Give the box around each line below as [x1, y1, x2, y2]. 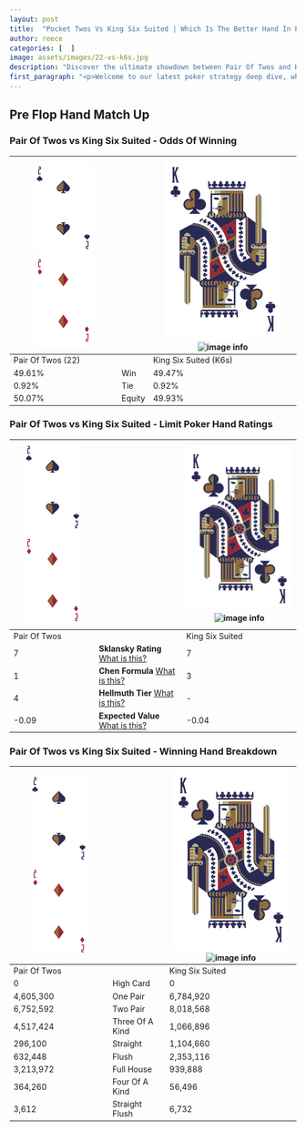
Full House [112, 1064, 153, 1075]
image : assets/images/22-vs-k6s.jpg [9, 53, 148, 63]
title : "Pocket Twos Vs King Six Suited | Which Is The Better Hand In [9, 24, 291, 34]
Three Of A [112, 1016, 154, 1027]
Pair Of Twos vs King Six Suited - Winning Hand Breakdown [9, 745, 278, 758]
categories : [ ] [9, 44, 76, 53]
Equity [121, 392, 146, 404]
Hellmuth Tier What [98, 688, 174, 698]
